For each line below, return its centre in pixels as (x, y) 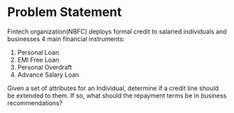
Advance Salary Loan (48, 75)
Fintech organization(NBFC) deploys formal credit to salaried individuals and (117, 31)
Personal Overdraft (44, 67)
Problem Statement (65, 12)
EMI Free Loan (38, 59)
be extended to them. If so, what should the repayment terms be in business (117, 96)
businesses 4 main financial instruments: (66, 38)
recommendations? (35, 103)
